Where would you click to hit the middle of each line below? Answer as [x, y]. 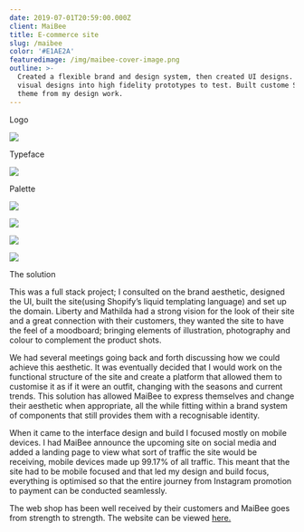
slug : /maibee [36, 43]
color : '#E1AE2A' [42, 52]
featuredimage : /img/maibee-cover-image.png [95, 60]
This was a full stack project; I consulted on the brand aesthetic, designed [147, 292]
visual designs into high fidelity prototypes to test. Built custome [153, 85]
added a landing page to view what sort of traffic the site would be [133, 452]
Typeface [27, 154]
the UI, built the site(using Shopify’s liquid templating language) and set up [148, 301]
